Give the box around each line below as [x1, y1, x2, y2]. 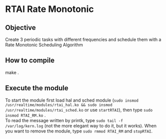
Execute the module [5, 84, 69, 93]
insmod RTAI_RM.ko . [5, 112, 46, 118]
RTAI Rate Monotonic [5, 3, 94, 15]
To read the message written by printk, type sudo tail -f [5, 117, 123, 123]
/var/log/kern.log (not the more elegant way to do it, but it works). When [5, 123, 157, 129]
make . [5, 69, 19, 75]
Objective [5, 23, 36, 32]
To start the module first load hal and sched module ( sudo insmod [5, 97, 139, 103]
